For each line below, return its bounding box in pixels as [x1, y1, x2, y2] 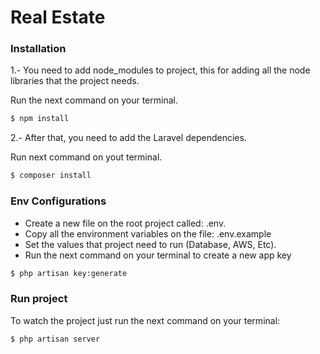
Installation [10, 42, 67, 56]
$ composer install [10, 171, 92, 181]
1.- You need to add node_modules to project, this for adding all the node [10, 64, 311, 76]
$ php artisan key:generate [10, 268, 128, 278]
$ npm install [10, 114, 70, 124]
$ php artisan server [10, 334, 101, 344]
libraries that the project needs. [10, 75, 140, 87]
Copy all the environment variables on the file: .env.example [24, 227, 272, 240]
